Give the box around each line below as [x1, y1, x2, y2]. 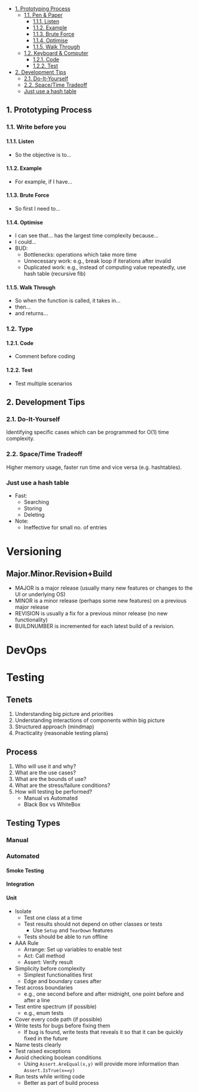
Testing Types [6, 818, 61, 828]
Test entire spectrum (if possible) [14, 1003, 97, 1010]
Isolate [14, 907, 32, 914]
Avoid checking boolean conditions [14, 1054, 102, 1061]
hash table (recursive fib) [23, 270, 86, 277]
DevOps [6, 643, 47, 657]
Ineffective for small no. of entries [23, 523, 108, 531]
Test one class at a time [23, 914, 82, 921]
